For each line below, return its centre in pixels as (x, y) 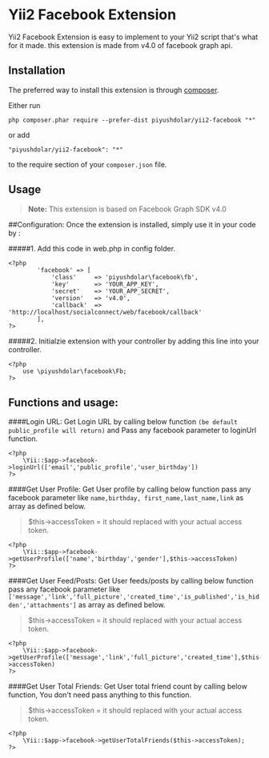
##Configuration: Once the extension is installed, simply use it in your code (132, 224)
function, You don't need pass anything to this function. (100, 695)
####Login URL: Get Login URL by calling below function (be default (123, 422)
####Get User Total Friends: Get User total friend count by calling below (128, 687)
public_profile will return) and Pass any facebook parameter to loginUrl (132, 431)
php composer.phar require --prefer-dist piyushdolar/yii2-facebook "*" (132, 120)
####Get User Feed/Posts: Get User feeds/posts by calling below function (131, 581)
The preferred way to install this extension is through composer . (114, 90)
